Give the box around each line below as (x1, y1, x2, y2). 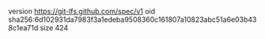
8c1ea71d (8, 23, 39, 32)
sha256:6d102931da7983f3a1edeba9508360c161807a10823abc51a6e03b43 (8, 15, 257, 24)
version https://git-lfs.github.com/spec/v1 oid (8, 7, 156, 16)
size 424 (40, 23, 69, 32)
